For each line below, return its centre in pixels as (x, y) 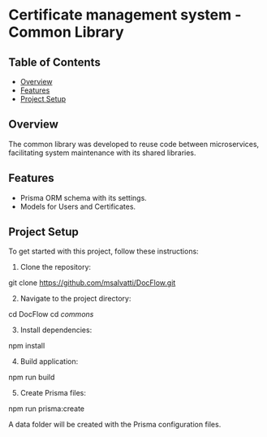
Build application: (49, 361)
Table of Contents (55, 62)
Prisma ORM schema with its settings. (84, 197)
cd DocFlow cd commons (51, 314)
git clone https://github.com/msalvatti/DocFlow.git (92, 283)
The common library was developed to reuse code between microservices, (134, 144)
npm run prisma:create (47, 409)
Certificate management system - (125, 15)
